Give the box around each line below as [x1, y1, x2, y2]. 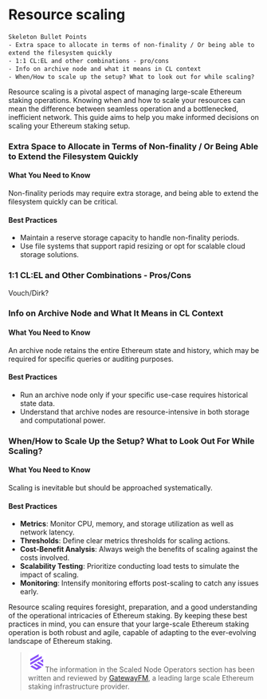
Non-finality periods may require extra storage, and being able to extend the [8, 189, 259, 198]
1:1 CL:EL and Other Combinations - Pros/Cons [8, 270, 191, 281]
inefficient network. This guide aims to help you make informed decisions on [8, 112, 259, 121]
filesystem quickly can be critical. [8, 197, 118, 207]
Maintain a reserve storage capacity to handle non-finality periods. [19, 233, 240, 243]
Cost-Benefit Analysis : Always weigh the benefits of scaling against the [19, 545, 258, 554]
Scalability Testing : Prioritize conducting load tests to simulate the [19, 562, 240, 571]
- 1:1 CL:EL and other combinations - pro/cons [8, 57, 170, 65]
